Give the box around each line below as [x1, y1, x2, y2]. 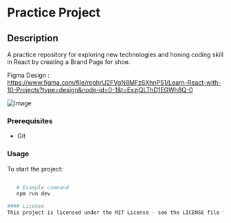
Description [7, 32, 58, 44]
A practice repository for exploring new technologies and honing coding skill [7, 50, 223, 59]
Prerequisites [7, 116, 53, 125]
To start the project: [7, 164, 63, 173]
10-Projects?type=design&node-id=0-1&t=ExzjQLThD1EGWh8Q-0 [7, 86, 194, 94]
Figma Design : [7, 71, 50, 79]
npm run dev [16, 191, 51, 198]
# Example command [16, 184, 69, 191]
